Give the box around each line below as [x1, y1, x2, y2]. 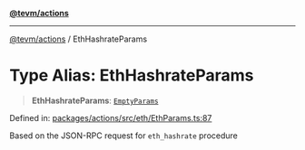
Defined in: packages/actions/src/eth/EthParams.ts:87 [9, 112, 212, 123]
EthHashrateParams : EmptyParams [31, 95, 159, 106]
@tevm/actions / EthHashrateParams [9, 33, 148, 44]
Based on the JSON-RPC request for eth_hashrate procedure [9, 130, 238, 141]
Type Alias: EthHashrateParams [9, 65, 254, 86]
